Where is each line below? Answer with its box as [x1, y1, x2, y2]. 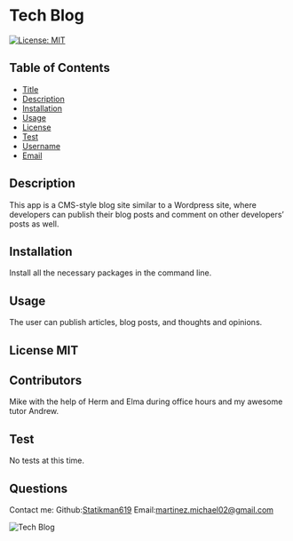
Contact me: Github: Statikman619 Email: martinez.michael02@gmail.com [9, 505, 273, 515]
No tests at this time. [9, 455, 85, 466]
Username [21, 140, 60, 151]
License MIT [9, 343, 79, 358]
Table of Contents [9, 60, 111, 76]
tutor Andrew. [9, 406, 59, 417]
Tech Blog [9, 5, 84, 26]
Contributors [9, 372, 83, 387]
